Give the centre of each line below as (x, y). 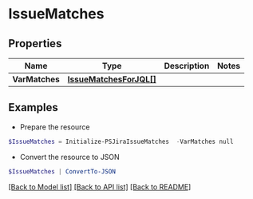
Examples (33, 107)
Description (187, 66)
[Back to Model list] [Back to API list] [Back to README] (100, 187)
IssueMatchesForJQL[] (112, 79)
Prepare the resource (55, 127)
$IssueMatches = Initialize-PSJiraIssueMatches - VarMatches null (121, 141)
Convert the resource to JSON (69, 157)
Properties (35, 44)
